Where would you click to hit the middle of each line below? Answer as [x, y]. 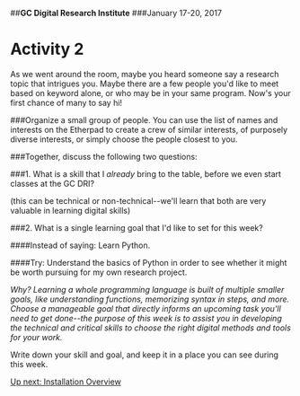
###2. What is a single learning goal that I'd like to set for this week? [137, 227]
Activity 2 [47, 49]
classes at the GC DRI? [53, 183]
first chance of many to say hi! [66, 102]
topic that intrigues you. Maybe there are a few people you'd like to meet [145, 84]
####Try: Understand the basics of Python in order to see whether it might [149, 262]
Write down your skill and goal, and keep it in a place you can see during [145, 355]
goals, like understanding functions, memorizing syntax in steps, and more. [150, 299]
